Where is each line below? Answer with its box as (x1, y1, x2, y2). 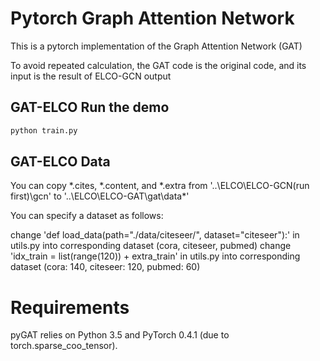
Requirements (10, 296, 130, 319)
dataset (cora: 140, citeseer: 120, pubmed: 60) (10, 261, 201, 273)
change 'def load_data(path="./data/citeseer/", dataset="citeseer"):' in (10, 229, 300, 241)
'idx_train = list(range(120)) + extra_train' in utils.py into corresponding (10, 250, 301, 262)
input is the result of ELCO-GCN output (10, 70, 172, 82)
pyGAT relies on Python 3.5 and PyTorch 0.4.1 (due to (10, 329, 230, 341)
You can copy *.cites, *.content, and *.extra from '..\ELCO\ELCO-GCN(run (10, 180, 310, 192)
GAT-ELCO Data (10, 153, 111, 171)
